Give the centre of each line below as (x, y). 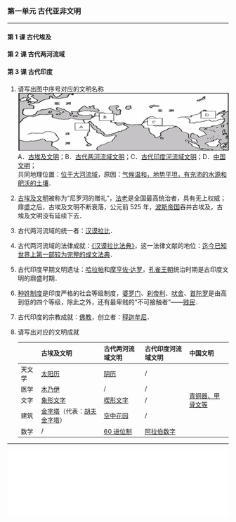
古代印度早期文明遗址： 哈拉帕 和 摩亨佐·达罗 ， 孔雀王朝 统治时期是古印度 (120, 269)
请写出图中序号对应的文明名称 (60, 89)
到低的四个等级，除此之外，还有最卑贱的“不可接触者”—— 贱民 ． (110, 302)
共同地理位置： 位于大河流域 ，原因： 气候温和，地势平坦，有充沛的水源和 (122, 174)
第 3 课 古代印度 (30, 72)
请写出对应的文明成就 (48, 332)
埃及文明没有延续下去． (51, 216)
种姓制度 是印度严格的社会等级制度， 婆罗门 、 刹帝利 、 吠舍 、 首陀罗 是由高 (122, 293)
